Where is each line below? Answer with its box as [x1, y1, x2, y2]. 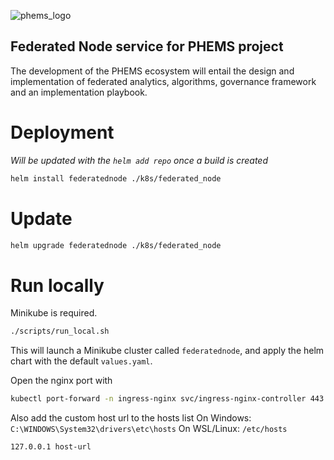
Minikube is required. [10, 307, 98, 319]
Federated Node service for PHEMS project [10, 38, 284, 55]
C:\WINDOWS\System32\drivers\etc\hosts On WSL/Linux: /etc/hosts [10, 423, 288, 435]
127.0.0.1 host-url [10, 442, 92, 452]
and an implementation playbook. [10, 86, 148, 98]
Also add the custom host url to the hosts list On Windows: [10, 412, 252, 424]
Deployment [10, 121, 115, 144]
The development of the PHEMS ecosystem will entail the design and [10, 65, 295, 77]
